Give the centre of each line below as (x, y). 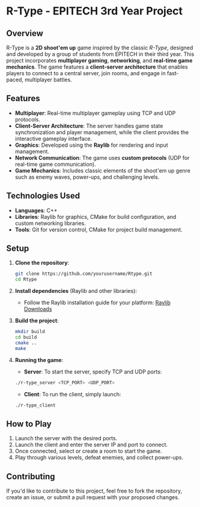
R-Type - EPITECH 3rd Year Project (95, 11)
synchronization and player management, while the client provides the (102, 132)
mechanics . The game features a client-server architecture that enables (97, 67)
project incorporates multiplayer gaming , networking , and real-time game (99, 60)
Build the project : (37, 321)
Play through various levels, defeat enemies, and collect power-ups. (99, 458)
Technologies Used (43, 196)
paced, (15, 80)
